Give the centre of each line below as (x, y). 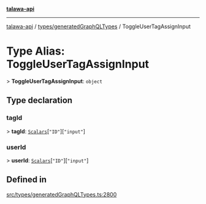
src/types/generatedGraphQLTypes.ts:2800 (62, 194)
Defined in (27, 180)
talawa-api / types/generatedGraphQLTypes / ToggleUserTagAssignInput (99, 26)
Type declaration (39, 100)
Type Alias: (36, 51)
